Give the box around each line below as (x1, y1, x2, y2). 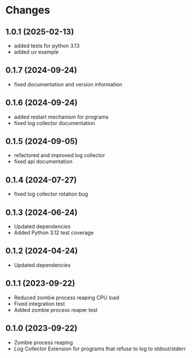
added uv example (13, 48, 59, 55)
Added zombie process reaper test (13, 306, 98, 313)
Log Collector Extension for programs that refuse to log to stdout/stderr (13, 345, 186, 352)
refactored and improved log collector (13, 152, 106, 159)
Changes (5, 4, 50, 17)
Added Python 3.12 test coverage (13, 229, 94, 237)
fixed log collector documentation (13, 119, 96, 126)
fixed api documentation (13, 158, 73, 165)
